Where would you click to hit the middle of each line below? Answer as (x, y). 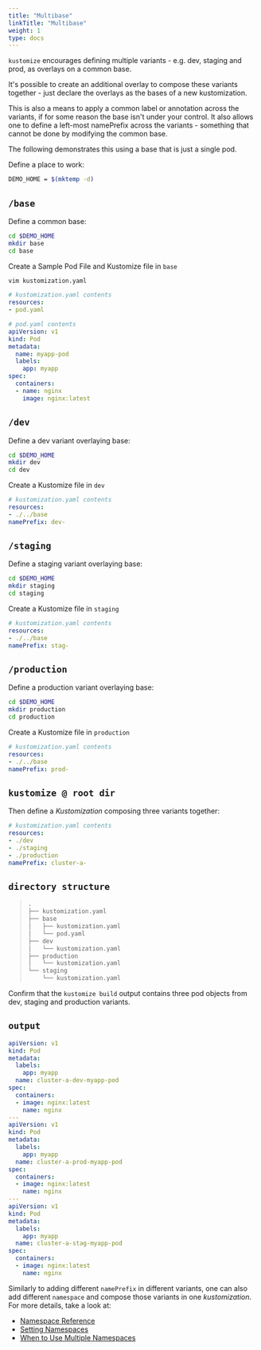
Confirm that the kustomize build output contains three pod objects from (128, 993)
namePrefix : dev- (37, 522)
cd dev (19, 470)
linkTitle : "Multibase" (48, 23)
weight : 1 (25, 30)
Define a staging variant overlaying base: (76, 564)
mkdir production (37, 710)
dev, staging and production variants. (69, 1002)
